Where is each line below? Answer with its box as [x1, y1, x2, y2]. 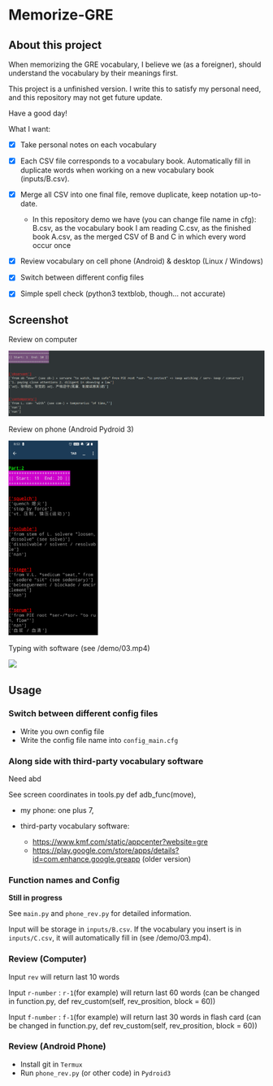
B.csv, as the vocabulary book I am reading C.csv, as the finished [32, 224, 252, 233]
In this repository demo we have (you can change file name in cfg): [32, 215, 257, 224]
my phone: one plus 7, [19, 805, 94, 814]
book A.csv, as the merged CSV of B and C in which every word [32, 232, 246, 241]
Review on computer [8, 335, 78, 345]
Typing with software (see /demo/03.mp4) [8, 643, 150, 653]
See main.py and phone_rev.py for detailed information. [8, 909, 192, 919]
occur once [32, 241, 71, 250]
